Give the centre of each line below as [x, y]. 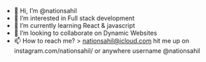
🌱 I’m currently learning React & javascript [74, 25]
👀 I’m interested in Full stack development [74, 18]
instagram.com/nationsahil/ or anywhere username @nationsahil [107, 51]
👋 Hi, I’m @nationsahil [45, 11]
